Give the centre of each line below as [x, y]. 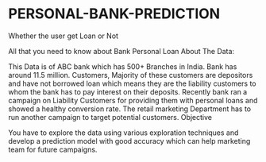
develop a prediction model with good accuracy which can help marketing [129, 141]
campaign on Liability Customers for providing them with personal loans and [133, 100]
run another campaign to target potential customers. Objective [110, 117]
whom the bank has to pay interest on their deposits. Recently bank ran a [128, 91]
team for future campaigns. [53, 149]
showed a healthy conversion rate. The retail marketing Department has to [130, 109]
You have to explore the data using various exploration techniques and [123, 133]
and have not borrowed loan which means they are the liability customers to [132, 83]
